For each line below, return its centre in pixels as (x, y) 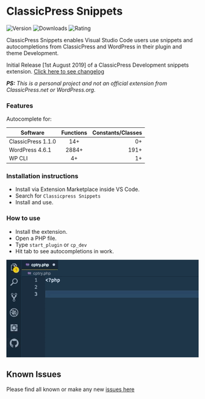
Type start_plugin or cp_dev (51, 244)
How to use (23, 218)
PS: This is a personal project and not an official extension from (87, 83)
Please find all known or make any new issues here (70, 389)
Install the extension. (41, 231)
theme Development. (33, 53)
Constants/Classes (117, 132)
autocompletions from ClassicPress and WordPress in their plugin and (94, 47)
